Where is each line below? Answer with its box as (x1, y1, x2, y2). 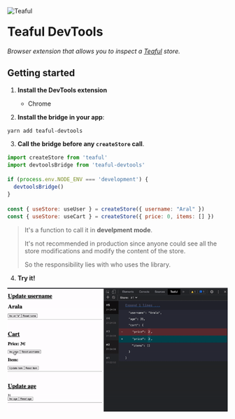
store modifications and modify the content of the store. (24, 246, 186, 255)
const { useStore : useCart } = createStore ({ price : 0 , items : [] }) (7, 213, 215, 220)
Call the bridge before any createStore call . (17, 139, 145, 148)
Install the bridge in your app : (17, 113, 105, 121)
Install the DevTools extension (17, 85, 107, 94)
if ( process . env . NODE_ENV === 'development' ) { (7, 176, 149, 183)
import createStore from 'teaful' (7, 154, 108, 161)
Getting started (7, 67, 76, 79)
